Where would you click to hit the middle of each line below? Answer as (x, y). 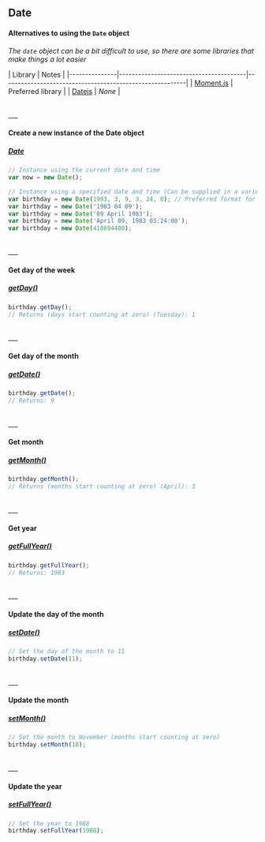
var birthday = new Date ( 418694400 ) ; (70, 228)
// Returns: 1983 (37, 573)
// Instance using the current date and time (84, 170)
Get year (22, 528)
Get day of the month (43, 356)
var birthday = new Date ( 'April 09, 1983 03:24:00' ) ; (99, 221)
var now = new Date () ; (45, 178)
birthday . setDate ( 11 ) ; (45, 659)
